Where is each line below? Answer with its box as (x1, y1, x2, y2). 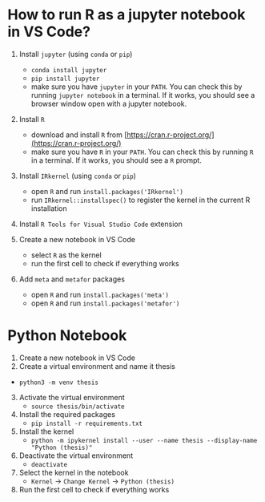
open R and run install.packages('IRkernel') (30, 186, 183, 196)
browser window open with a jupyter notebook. (30, 99, 187, 108)
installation (30, 203, 67, 213)
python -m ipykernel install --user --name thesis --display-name (30, 436, 258, 444)
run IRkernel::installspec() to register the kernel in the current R (30, 195, 251, 204)
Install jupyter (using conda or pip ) (18, 49, 133, 59)
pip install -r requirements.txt (30, 419, 143, 427)
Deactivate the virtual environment (18, 451, 134, 460)
